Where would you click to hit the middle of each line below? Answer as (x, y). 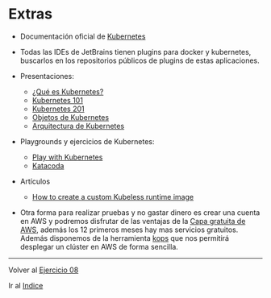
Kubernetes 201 (58, 109)
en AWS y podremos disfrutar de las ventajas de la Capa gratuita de (133, 221)
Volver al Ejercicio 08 (44, 270)
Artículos (35, 181)
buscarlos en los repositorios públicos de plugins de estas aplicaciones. (140, 60)
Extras (30, 14)
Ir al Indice (26, 285)
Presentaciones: (47, 76)
